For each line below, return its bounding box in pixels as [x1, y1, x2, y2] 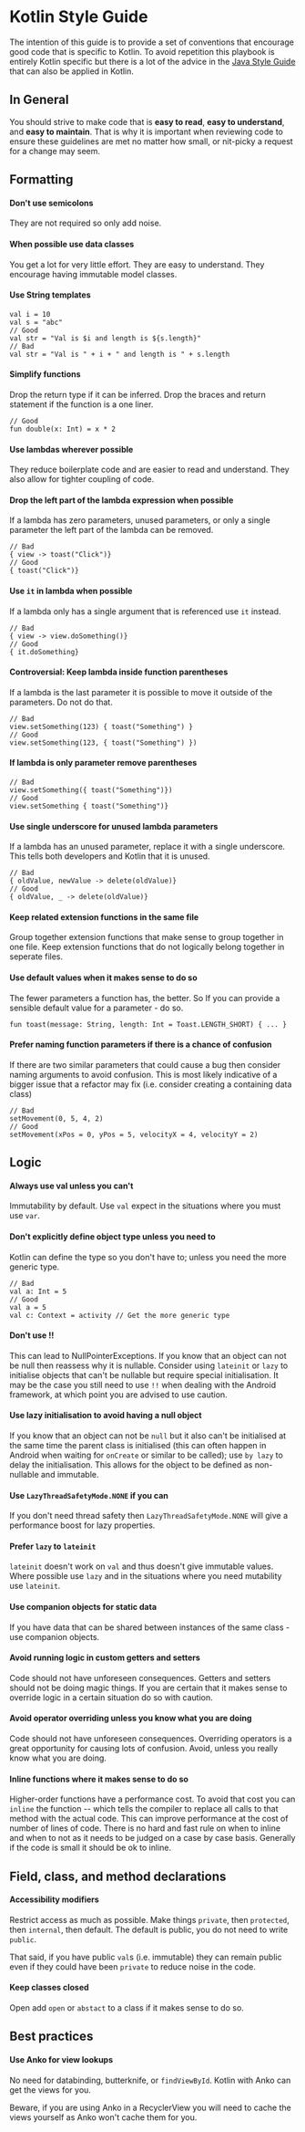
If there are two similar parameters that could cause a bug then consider [9, 1059, 281, 1070]
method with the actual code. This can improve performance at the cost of [9, 1813, 289, 1824]
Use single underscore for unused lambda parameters [9, 820, 219, 831]
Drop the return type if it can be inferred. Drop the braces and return [9, 389, 266, 400]
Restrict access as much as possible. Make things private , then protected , [9, 1914, 290, 1925]
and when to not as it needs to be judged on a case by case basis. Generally [9, 1833, 296, 1844]
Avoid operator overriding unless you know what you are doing [9, 1713, 252, 1724]
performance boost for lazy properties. [9, 1520, 156, 1531]
